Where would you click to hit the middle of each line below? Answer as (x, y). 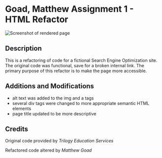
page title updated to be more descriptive (54, 113)
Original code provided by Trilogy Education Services (59, 141)
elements (22, 108)
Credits (17, 129)
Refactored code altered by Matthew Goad (49, 150)
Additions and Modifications (50, 86)
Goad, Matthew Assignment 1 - (69, 9)
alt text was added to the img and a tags (53, 98)
